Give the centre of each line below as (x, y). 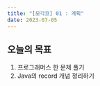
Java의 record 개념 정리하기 (56, 76)
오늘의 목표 (30, 49)
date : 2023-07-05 (32, 20)
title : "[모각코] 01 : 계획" (46, 13)
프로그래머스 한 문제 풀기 (51, 67)
